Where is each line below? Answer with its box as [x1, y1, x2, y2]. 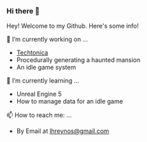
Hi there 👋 [6, 6, 41, 16]
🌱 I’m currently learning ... [6, 77, 80, 85]
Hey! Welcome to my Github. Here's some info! [6, 22, 139, 30]
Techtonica [16, 48, 49, 57]
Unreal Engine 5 [16, 90, 63, 99]
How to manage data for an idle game [16, 97, 124, 105]
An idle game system [16, 63, 76, 72]
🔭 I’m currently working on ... [6, 35, 89, 43]
